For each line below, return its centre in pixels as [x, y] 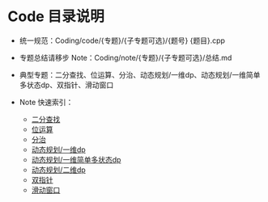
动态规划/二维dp [58, 170]
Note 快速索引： [46, 102]
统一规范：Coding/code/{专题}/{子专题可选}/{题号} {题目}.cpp [122, 40]
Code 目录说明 [56, 17]
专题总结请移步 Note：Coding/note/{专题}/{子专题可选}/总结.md [125, 57]
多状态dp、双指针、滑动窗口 [66, 85]
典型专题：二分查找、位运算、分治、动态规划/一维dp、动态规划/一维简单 [140, 74]
